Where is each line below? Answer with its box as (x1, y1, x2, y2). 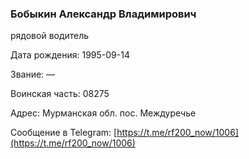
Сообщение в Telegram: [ (10, 127, 118, 139)
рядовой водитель (10, 30, 90, 42)
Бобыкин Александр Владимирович (10, 7, 197, 21)
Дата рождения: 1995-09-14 (10, 49, 130, 61)
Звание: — (10, 68, 56, 81)
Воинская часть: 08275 (10, 88, 110, 100)
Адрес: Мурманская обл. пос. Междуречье (10, 107, 197, 119)
